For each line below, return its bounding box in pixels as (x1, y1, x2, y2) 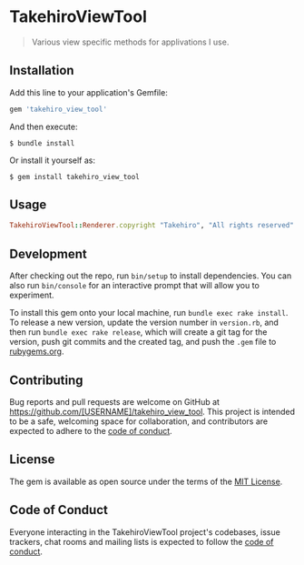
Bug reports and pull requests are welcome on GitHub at (9, 396, 221, 407)
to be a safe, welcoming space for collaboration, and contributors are (9, 416, 269, 427)
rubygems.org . (9, 346, 64, 357)
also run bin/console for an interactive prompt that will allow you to (9, 280, 260, 291)
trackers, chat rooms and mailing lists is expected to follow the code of (9, 536, 274, 547)
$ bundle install (9, 138, 75, 147)
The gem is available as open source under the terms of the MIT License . (9, 476, 283, 487)
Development (9, 246, 88, 261)
